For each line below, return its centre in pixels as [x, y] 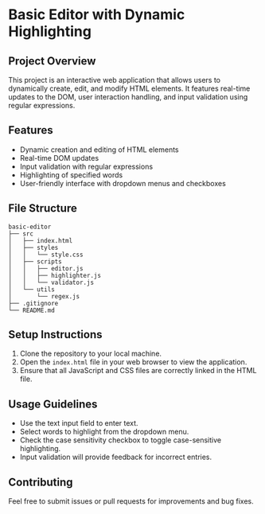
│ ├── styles [33, 247]
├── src [21, 234]
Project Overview [52, 61]
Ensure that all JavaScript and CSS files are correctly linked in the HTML [138, 371]
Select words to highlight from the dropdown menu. [104, 432]
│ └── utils [32, 289]
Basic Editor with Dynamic [97, 15]
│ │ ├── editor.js [46, 268]
